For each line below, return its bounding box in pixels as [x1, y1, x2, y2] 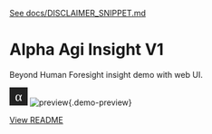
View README [9, 114, 63, 125]
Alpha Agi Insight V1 [9, 40, 165, 60]
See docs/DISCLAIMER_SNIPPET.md [9, 8, 147, 18]
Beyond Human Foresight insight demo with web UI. [9, 69, 204, 80]
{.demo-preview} [68, 97, 132, 108]
